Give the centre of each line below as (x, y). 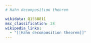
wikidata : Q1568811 (26, 19)
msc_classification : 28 (30, 23)
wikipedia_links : (23, 28)
